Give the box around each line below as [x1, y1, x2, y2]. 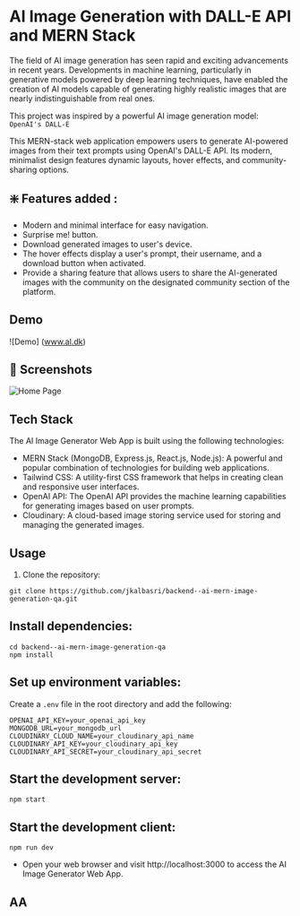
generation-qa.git [9, 594, 78, 603]
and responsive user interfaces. [21, 481, 140, 492]
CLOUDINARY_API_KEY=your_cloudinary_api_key [9, 739, 178, 748]
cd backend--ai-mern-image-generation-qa [9, 643, 167, 652]
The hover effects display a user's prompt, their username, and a [21, 248, 262, 259]
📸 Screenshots [9, 361, 93, 377]
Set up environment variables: [9, 675, 182, 690]
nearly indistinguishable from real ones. [9, 92, 155, 104]
